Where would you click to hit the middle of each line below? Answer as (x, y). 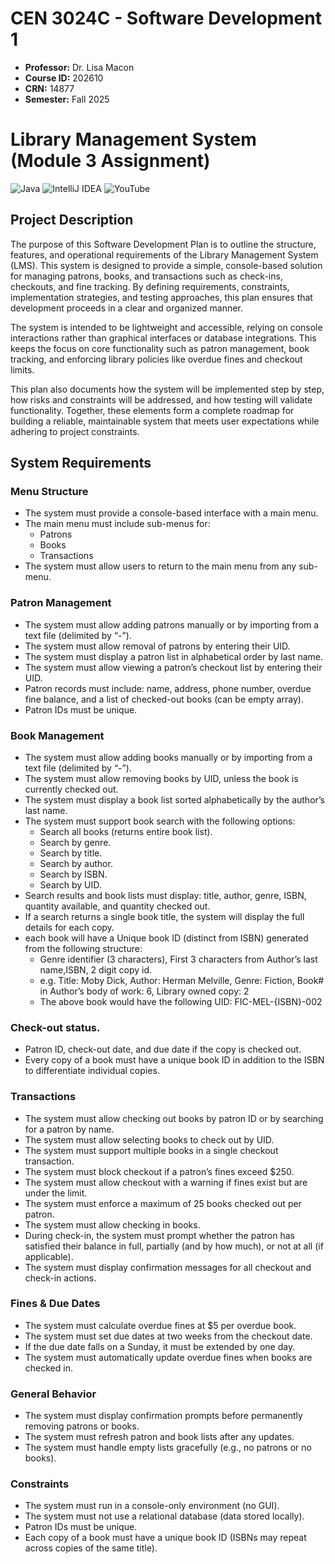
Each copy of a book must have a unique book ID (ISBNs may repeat (165, 1538)
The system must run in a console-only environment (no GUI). (152, 1506)
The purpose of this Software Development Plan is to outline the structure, (163, 244)
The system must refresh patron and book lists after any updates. (159, 1437)
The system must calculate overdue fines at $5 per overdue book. (160, 1325)
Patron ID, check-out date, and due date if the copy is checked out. (163, 1049)
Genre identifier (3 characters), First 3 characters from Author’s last (178, 959)
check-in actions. (60, 1278)
